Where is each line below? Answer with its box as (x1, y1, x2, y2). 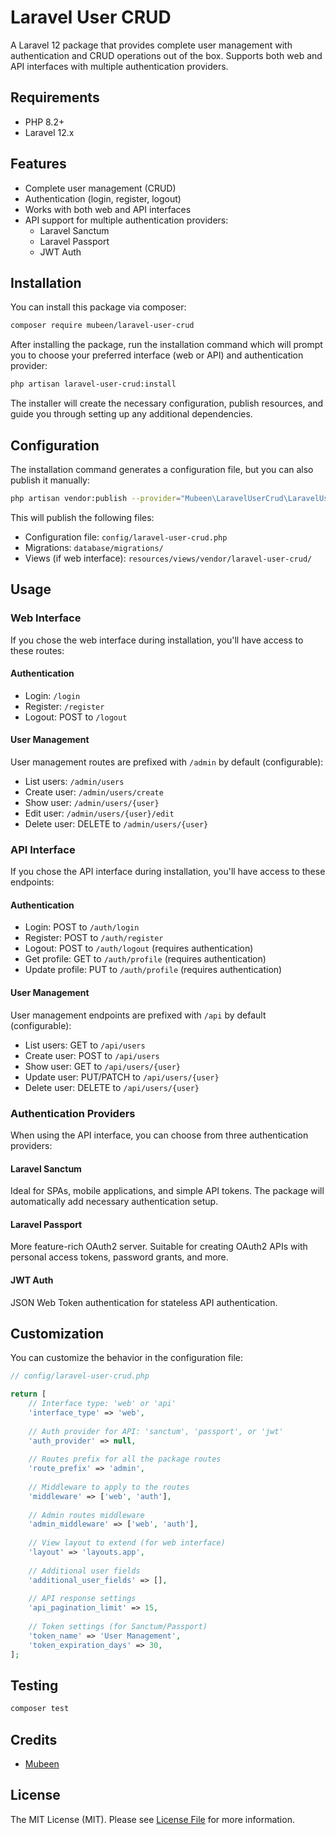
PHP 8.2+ (24, 116, 65, 128)
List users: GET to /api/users (24, 1039, 146, 1051)
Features (10, 156, 67, 173)
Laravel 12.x (24, 126, 75, 138)
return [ (10, 1389, 47, 1400)
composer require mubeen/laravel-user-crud (10, 321, 195, 331)
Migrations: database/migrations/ (24, 541, 164, 553)
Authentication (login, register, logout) (24, 192, 182, 205)
